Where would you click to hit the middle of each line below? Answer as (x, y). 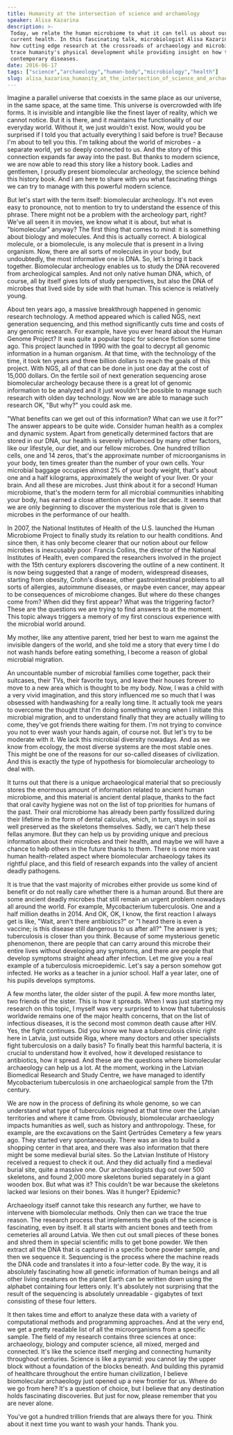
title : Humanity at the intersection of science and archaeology (103, 14)
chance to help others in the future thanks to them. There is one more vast (113, 849)
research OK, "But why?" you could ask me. (70, 405)
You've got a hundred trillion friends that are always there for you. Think (110, 1417)
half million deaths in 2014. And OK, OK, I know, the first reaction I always (112, 914)
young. (17, 296)
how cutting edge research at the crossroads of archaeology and (106, 46)
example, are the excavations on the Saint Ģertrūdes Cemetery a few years (114, 1133)
